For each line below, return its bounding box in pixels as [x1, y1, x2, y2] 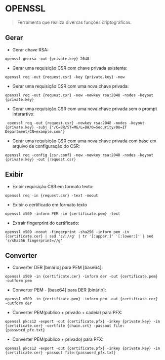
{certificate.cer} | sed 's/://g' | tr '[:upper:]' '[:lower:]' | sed [5, 234, 154, 239]
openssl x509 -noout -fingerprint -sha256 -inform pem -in [5, 229, 129, 235]
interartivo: [12, 111, 35, 117]
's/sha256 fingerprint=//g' [5, 238, 63, 243]
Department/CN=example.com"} [5, 129, 65, 134]
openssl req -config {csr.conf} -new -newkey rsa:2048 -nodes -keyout [5, 153, 154, 158]
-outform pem [5, 279, 32, 283]
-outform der [5, 301, 32, 306]
